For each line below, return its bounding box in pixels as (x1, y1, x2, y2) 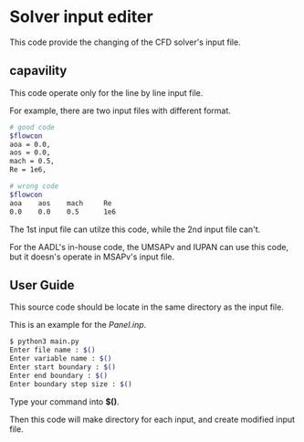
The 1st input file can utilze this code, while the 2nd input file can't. (9, 224, 261, 235)
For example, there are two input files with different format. (9, 105, 231, 116)
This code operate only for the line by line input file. (9, 87, 204, 98)
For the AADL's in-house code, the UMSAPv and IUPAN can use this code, (9, 241, 289, 252)
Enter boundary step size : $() (9, 379, 132, 389)
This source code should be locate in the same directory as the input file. (9, 301, 285, 312)
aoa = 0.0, (9, 140, 51, 149)
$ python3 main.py (9, 337, 79, 346)
